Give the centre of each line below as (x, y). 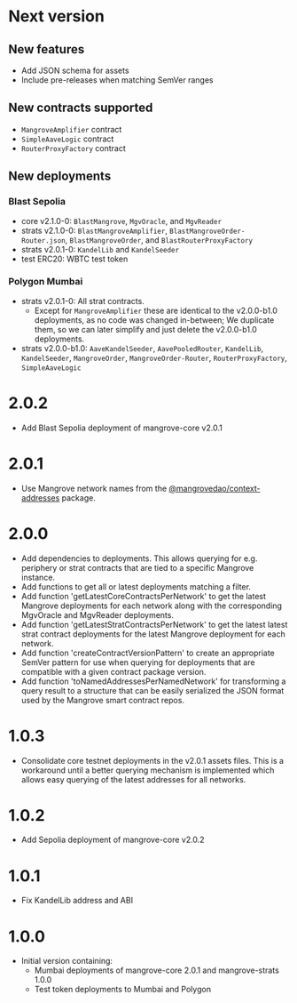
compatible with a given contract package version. (113, 671)
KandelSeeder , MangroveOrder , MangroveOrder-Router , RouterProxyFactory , (154, 357)
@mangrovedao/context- (215, 488)
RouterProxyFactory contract (73, 148)
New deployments (60, 177)
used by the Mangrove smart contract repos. (103, 700)
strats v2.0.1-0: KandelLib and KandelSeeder (100, 249)
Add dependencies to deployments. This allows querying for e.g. (139, 558)
